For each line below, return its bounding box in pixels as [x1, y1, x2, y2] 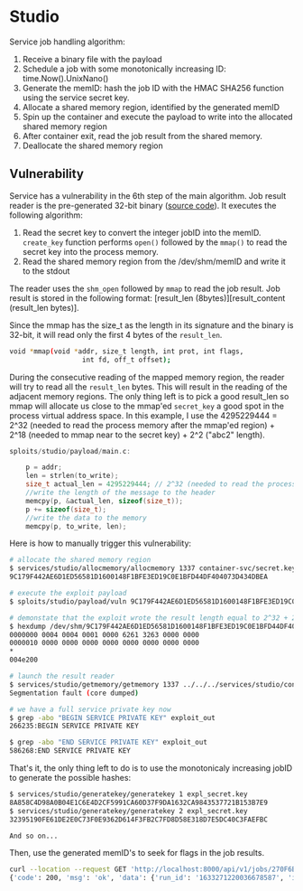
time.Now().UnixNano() [22, 72, 109, 83]
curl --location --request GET [9, 865, 127, 874]
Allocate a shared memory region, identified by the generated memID [22, 101, 280, 112]
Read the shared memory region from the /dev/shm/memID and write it [22, 256, 286, 267]
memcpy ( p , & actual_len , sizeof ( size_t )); [25, 496, 183, 505]
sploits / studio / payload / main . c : [9, 446, 131, 455]
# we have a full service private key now [9, 705, 171, 714]
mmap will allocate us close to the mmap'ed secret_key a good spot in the [9, 400, 284, 411]
